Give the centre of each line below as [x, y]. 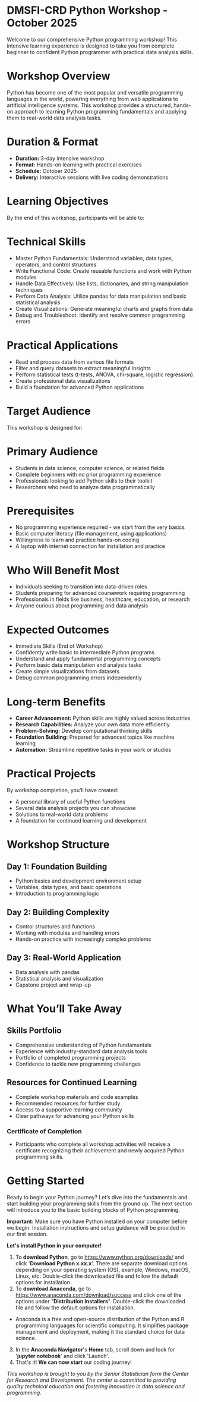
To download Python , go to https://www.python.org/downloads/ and [100, 1257]
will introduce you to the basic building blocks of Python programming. [93, 1209]
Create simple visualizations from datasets [67, 672]
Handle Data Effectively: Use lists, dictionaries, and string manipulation [102, 283]
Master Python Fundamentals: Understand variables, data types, [94, 258]
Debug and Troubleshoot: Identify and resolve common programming [100, 315]
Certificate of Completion [44, 1131]
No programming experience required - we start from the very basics [100, 527]
